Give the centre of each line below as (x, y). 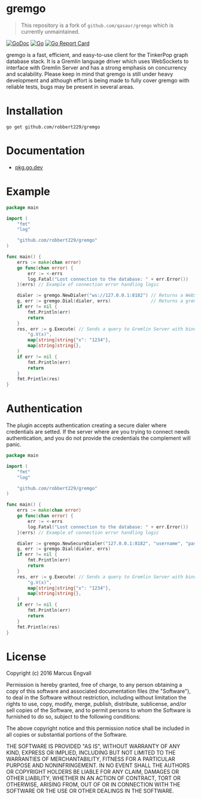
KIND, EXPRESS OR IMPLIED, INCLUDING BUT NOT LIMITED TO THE (91, 753)
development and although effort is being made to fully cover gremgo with (98, 80)
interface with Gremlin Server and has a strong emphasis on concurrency (97, 67)
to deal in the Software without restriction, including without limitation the (96, 698)
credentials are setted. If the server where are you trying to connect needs (98, 432)
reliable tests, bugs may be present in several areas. (70, 86)
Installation (35, 111)
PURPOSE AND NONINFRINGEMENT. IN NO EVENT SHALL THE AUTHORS (98, 765)
